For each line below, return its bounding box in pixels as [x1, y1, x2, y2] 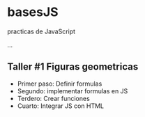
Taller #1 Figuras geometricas [7, 61, 139, 73]
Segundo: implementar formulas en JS [17, 86, 128, 95]
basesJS [7, 4, 59, 20]
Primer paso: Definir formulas [17, 79, 102, 88]
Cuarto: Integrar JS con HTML [17, 102, 105, 110]
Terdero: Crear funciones [17, 94, 91, 102]
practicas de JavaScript [7, 27, 75, 36]
